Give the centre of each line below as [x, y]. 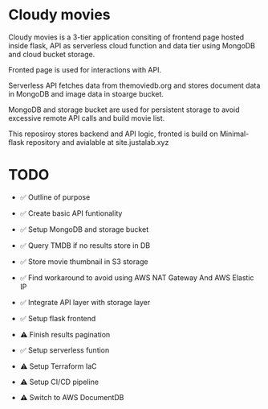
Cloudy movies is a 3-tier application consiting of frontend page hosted [126, 37]
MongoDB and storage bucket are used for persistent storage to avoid [124, 109]
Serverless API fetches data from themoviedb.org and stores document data [134, 85]
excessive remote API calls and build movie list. [87, 118]
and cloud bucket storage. [52, 54]
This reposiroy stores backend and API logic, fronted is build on [113, 134]
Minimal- [234, 134]
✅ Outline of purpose [55, 197]
